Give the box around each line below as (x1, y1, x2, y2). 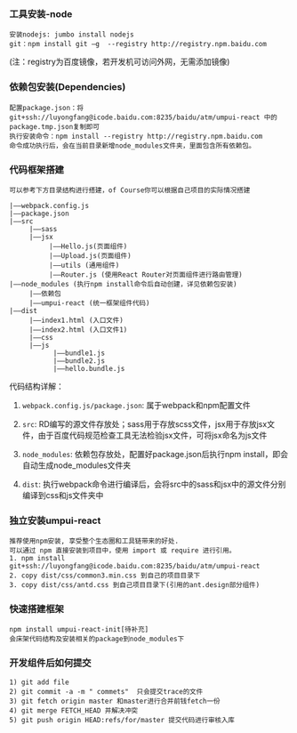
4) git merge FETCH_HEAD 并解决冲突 (9, 705, 139, 715)
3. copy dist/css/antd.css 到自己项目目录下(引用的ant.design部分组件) (9, 581, 261, 590)
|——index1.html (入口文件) (28, 316, 124, 325)
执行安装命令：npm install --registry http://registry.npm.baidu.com (9, 132, 263, 141)
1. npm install (9, 554, 66, 563)
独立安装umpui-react (9, 514, 101, 527)
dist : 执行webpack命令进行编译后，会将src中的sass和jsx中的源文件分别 (21, 479, 286, 489)
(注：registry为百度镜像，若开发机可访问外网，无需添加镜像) (9, 56, 230, 68)
